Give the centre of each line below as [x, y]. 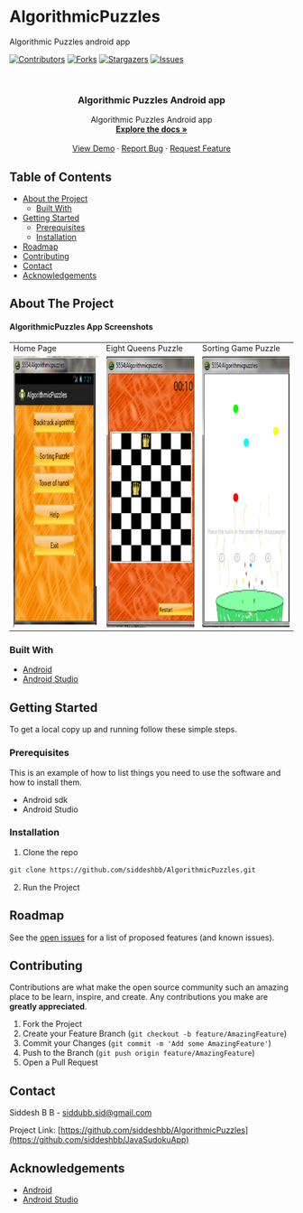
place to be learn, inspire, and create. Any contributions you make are [139, 997]
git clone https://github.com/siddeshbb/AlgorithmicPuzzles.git [133, 870]
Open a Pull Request [60, 1062]
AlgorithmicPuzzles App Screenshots [81, 327]
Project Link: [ [35, 1130]
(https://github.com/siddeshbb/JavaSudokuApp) [99, 1140]
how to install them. [46, 782]
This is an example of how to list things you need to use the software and [145, 772]
